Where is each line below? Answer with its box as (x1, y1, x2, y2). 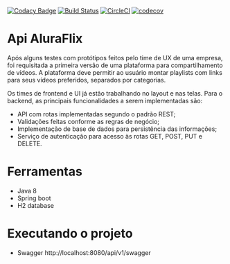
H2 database (17, 201, 54, 209)
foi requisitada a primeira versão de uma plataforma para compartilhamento (7, 61, 223, 69)
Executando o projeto (7, 226, 133, 242)
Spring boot (17, 194, 51, 202)
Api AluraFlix (7, 31, 83, 46)
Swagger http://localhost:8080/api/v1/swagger (17, 248, 151, 256)
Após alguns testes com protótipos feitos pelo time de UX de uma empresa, (7, 53, 223, 62)
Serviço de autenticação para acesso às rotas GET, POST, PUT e (17, 132, 203, 140)
